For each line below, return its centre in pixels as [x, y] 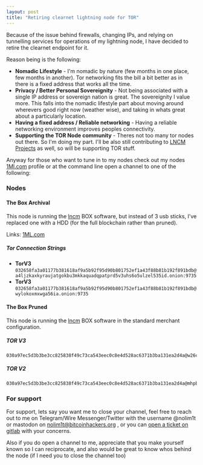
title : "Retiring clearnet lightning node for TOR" [72, 18]
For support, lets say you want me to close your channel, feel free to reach [99, 412]
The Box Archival [28, 203]
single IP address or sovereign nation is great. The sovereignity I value [102, 97]
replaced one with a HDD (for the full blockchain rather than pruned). [92, 223]
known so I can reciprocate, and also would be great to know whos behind [99, 449]
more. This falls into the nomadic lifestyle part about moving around [99, 103]
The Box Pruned [27, 307]
